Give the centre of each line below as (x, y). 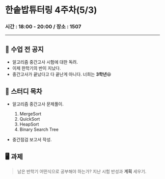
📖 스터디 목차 (24, 91)
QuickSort (30, 119)
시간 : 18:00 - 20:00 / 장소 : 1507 (43, 26)
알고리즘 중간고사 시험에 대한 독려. (45, 62)
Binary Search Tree (39, 129)
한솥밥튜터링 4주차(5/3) (51, 10)
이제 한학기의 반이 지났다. (37, 68)
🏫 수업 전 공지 (25, 49)
